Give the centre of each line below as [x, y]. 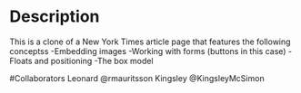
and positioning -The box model [94, 60]
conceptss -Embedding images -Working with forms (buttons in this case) [148, 51]
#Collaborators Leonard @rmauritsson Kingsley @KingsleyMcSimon [137, 78]
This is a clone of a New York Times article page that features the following [150, 42]
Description [55, 17]
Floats [21, 60]
